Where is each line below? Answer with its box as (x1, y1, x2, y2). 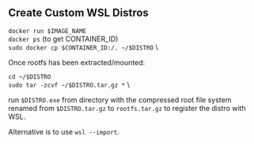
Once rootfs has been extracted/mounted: (8, 57, 146, 67)
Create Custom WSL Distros (8, 6, 149, 20)
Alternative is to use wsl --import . (8, 127, 120, 136)
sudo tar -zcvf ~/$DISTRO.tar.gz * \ (8, 79, 131, 89)
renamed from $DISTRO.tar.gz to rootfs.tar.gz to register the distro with (8, 103, 247, 113)
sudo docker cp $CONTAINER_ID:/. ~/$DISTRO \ (8, 42, 158, 52)
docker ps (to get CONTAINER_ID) (8, 34, 119, 43)
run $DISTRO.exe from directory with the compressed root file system (8, 94, 232, 105)
